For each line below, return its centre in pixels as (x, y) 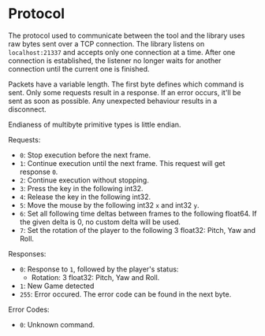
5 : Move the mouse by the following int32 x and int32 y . (109, 205)
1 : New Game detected (57, 286)
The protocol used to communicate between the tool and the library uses (127, 35)
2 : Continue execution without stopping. (84, 180)
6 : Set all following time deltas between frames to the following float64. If (138, 213)
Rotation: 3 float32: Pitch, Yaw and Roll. (95, 277)
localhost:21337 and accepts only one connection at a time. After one (122, 52)
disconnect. (28, 109)
